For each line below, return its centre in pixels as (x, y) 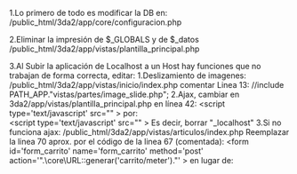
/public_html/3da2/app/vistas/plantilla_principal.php (104, 49)
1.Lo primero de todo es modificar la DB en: (88, 13)
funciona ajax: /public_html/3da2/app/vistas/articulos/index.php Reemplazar (149, 132)
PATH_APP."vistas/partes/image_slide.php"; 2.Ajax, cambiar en (124, 94)
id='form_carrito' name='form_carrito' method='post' (106, 151)
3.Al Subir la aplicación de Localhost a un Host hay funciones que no (135, 66)
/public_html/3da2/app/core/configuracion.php (96, 22)
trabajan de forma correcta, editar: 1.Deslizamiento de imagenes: (128, 75)
